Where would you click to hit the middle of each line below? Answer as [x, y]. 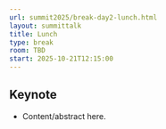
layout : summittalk [46, 26]
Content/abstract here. [64, 116]
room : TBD [28, 51]
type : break [31, 42]
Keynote [33, 95]
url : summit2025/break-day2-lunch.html [83, 17]
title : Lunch [33, 34]
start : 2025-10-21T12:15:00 [62, 59]
